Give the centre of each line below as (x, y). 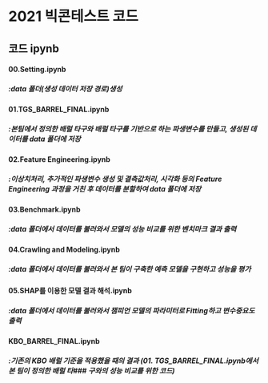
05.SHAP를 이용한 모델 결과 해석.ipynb (70, 291)
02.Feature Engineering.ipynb (59, 159)
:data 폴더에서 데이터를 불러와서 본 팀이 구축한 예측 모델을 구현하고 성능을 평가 (130, 268)
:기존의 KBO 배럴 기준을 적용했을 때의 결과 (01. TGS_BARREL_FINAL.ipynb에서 (133, 361)
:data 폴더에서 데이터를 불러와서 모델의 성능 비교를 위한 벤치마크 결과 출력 (122, 228)
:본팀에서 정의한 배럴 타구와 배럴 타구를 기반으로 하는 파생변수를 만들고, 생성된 (128, 128)
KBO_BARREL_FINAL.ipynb (54, 341)
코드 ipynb (34, 48)
